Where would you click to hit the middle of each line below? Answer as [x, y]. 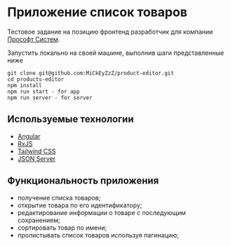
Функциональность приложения [83, 181]
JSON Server [37, 158]
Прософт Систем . [34, 39]
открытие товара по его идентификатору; [80, 205]
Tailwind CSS [37, 151]
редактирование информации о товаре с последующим [101, 212]
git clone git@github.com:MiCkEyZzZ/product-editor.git [91, 73]
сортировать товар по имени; [62, 227]
